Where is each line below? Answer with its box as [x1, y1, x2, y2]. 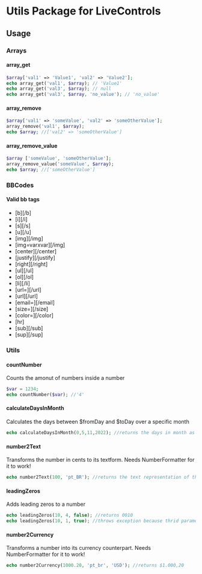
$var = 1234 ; [6, 386, 39, 393]
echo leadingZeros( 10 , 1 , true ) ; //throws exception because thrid [6, 518, 179, 524]
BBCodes [6, 181, 34, 189]
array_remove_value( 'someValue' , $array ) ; [6, 161, 114, 167]
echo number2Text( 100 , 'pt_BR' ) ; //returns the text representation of [6, 475, 189, 481]
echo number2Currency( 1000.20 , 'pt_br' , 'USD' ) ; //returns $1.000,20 [6, 563, 185, 569]
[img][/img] [14, 235, 43, 242]
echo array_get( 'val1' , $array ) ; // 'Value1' [6, 80, 122, 86]
